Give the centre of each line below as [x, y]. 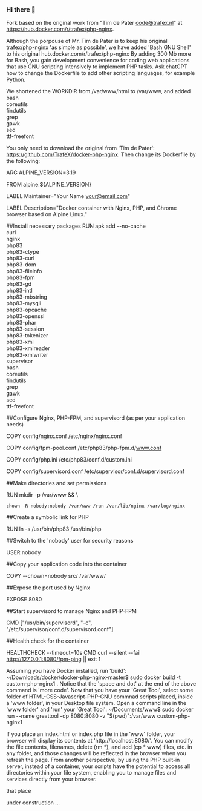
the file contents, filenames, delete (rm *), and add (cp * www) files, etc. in [99, 747]
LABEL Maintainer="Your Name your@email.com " [68, 196]
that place [19, 791]
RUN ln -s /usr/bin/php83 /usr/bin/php [54, 529]
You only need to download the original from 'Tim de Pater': [81, 148]
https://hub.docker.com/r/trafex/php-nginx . [60, 29]
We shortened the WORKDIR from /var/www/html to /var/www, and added [99, 91]
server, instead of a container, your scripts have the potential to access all [98, 766]
